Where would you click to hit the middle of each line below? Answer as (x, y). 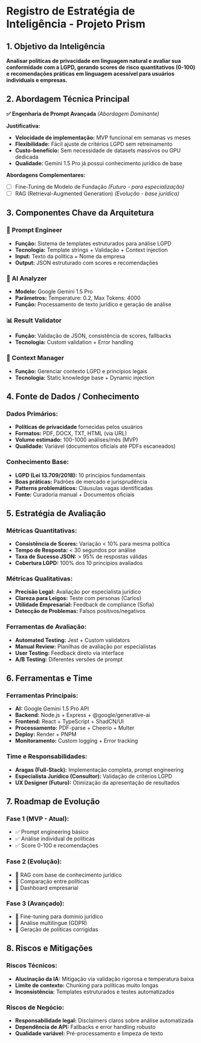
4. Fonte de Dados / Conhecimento (73, 397)
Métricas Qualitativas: (40, 579)
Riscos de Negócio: (35, 1007)
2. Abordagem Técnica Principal (68, 99)
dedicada (27, 157)
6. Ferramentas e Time (49, 678)
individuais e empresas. (37, 80)
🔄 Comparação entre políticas (52, 881)
